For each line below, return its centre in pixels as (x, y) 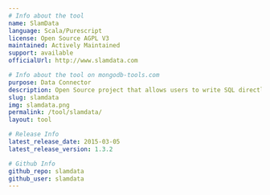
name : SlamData (34, 23)
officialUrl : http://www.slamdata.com (73, 61)
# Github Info (32, 164)
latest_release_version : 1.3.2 (61, 149)
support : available (41, 53)
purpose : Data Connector (50, 82)
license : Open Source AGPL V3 (59, 38)
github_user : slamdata (46, 179)
